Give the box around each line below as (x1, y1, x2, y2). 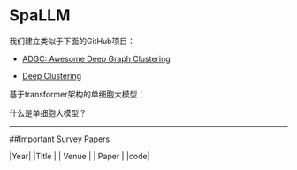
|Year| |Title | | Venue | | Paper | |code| (9, 151, 150, 161)
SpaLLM (9, 5, 71, 26)
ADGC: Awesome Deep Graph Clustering (21, 53, 171, 64)
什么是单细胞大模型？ (9, 107, 87, 118)
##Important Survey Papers (9, 134, 110, 144)
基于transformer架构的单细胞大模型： (9, 89, 146, 99)
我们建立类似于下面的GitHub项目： (9, 35, 135, 46)
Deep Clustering (21, 70, 82, 81)
